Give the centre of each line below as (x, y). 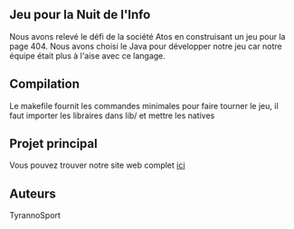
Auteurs (33, 193)
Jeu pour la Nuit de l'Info (80, 15)
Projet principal (53, 144)
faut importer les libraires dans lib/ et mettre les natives (112, 115)
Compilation (44, 84)
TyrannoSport (35, 215)
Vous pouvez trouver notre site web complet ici (97, 165)
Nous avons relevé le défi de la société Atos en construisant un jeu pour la (147, 36)
